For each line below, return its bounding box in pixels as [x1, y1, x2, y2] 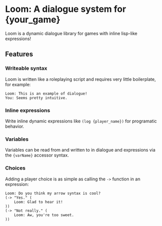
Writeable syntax [5, 65, 48, 72]
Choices [5, 165, 26, 171]
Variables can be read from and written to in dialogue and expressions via [5, 147, 156, 153]
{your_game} [5, 14, 60, 25]
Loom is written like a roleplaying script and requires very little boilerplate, [5, 76, 156, 82]
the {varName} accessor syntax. [5, 152, 69, 158]
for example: [5, 81, 31, 87]
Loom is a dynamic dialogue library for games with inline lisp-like [5, 30, 138, 36]
